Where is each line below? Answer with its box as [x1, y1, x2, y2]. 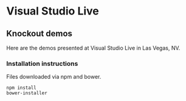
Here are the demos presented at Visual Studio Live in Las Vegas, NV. [6, 44, 181, 51]
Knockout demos [6, 28, 73, 39]
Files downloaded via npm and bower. [6, 73, 102, 80]
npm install [6, 85, 36, 91]
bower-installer [6, 90, 47, 96]
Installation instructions [6, 59, 78, 68]
